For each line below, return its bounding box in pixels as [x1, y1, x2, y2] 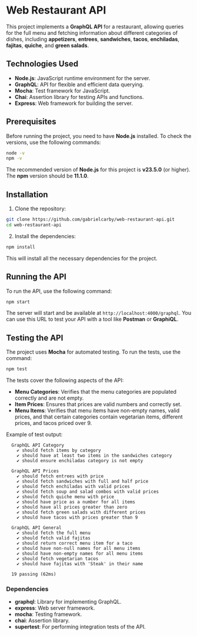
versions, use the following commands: [6, 139, 101, 146]
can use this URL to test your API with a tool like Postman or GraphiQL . [6, 316, 179, 323]
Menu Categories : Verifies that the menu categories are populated [14, 388, 177, 396]
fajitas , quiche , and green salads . [6, 42, 89, 49]
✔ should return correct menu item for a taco [16, 541, 133, 546]
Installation [6, 189, 48, 199]
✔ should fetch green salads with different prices [16, 509, 146, 516]
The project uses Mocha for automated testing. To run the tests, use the [6, 348, 181, 355]
